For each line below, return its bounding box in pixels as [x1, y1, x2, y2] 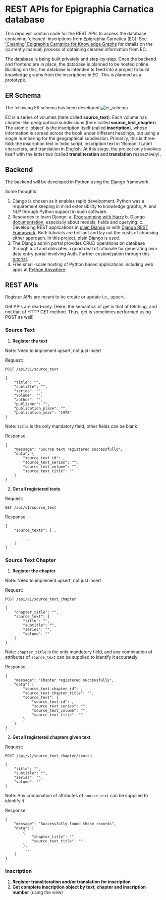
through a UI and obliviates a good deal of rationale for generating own [12, 245, 158, 251]
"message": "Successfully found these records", [14, 821, 116, 826]
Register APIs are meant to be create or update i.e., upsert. [5, 294, 125, 300]
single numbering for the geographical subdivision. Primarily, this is [5, 135, 143, 141]
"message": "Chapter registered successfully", [14, 678, 114, 683]
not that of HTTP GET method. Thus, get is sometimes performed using [5, 309, 151, 315]
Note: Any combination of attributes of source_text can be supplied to [5, 792, 148, 798]
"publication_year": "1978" [14, 410, 72, 415]
